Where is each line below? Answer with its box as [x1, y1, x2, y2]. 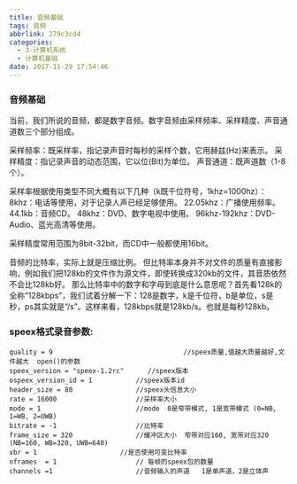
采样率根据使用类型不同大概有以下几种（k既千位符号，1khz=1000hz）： [9, 186, 267, 197]
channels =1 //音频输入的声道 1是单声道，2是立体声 [9, 467, 270, 476]
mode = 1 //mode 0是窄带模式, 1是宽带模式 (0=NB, [9, 404, 278, 413]
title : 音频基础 [9, 12, 64, 22]
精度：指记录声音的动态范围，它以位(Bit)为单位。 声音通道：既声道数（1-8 [16, 156, 286, 167]
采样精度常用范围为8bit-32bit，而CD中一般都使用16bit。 [9, 238, 214, 249]
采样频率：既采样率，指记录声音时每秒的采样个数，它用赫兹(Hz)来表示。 [9, 145, 273, 156]
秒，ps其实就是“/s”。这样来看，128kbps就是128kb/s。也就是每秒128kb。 [9, 301, 275, 312]
